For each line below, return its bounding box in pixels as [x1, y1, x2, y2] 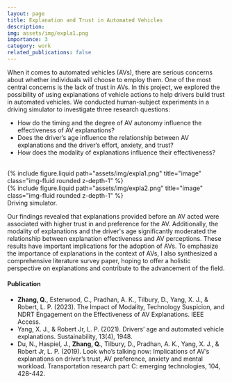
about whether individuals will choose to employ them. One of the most [7, 75, 211, 84]
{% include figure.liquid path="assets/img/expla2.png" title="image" [7, 184, 204, 192]
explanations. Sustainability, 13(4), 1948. [17, 332, 133, 341]
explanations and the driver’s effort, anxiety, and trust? [17, 141, 174, 149]
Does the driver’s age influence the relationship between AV [17, 133, 190, 141]
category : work [7, 42, 51, 49]
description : [7, 23, 45, 30]
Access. [17, 318, 41, 326]
